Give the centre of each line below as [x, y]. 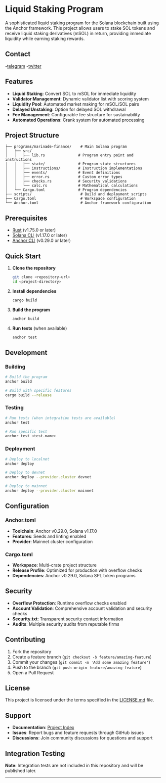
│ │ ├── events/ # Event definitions [63, 173]
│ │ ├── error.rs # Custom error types [64, 177]
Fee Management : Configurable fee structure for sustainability [76, 114]
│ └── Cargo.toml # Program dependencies [66, 190]
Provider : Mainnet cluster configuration [52, 541]
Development [26, 352]
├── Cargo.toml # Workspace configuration [70, 199]
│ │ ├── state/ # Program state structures [70, 164]
